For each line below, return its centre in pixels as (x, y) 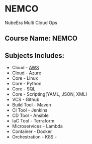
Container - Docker (32, 131)
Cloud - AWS (25, 68)
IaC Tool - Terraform (33, 121)
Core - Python (27, 84)
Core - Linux (25, 78)
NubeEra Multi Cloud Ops (31, 23)
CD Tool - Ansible (30, 115)
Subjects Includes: (35, 55)
